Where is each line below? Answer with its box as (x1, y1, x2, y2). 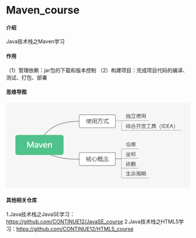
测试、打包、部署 (6, 74, 47, 81)
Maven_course (6, 4, 80, 17)
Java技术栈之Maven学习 (6, 38, 65, 45)
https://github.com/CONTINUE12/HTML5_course (16, 225, 134, 232)
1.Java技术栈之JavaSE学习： (6, 211, 75, 218)
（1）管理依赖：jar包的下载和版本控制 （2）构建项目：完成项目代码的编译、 (6, 67, 188, 74)
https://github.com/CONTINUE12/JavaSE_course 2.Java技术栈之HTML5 (6, 218, 179, 225)
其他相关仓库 (6, 196, 37, 203)
